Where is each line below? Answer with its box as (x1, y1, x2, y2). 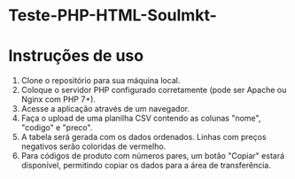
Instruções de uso (8, 46, 144, 66)
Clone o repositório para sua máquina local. (20, 75, 181, 86)
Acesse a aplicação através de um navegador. (20, 104, 190, 114)
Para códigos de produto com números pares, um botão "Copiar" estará (20, 151, 285, 161)
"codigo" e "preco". (20, 122, 93, 133)
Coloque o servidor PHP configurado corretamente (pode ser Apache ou (20, 85, 287, 96)
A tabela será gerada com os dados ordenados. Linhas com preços (20, 132, 267, 143)
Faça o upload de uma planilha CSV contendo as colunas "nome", (20, 113, 261, 124)
